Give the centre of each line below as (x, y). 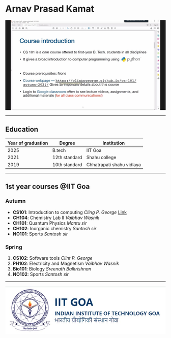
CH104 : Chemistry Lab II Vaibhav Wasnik (56, 218)
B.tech (59, 150)
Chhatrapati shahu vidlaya (114, 164)
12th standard (67, 158)
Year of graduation (28, 143)
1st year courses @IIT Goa (48, 187)
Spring (14, 247)
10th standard (67, 164)
